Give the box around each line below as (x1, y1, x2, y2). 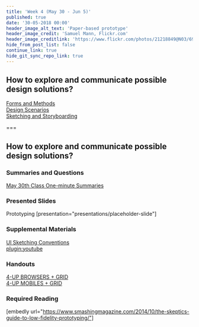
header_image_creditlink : (6, 36, 70, 42)
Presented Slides (6, 197, 56, 205)
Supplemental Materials (6, 225, 77, 234)
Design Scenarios (6, 106, 49, 114)
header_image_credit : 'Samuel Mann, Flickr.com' (6, 31, 129, 37)
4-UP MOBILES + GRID (6, 280, 62, 287)
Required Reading (6, 294, 59, 303)
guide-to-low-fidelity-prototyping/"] (6, 315, 94, 322)
